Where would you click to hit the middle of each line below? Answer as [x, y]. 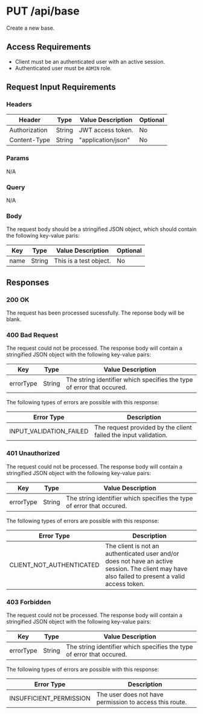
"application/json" [105, 140]
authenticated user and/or [142, 553]
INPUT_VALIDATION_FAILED [49, 432]
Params [18, 158]
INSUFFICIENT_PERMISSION [50, 698]
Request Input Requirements [61, 87]
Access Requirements [49, 47]
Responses [28, 282]
